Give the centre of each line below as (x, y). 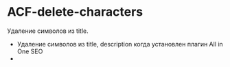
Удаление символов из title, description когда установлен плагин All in (120, 44)
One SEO (30, 51)
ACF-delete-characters (75, 12)
